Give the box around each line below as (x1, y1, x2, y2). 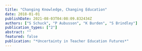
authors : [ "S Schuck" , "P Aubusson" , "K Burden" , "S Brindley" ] (5, 20, 138, 26)
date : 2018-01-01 (5, 12, 40, 17)
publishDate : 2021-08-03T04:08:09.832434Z (5, 16, 92, 21)
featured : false (5, 34, 38, 39)
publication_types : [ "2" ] (5, 25, 57, 30)
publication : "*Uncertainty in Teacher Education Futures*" (5, 39, 129, 44)
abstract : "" (5, 30, 32, 34)
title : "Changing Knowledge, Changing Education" (5, 7, 108, 12)
